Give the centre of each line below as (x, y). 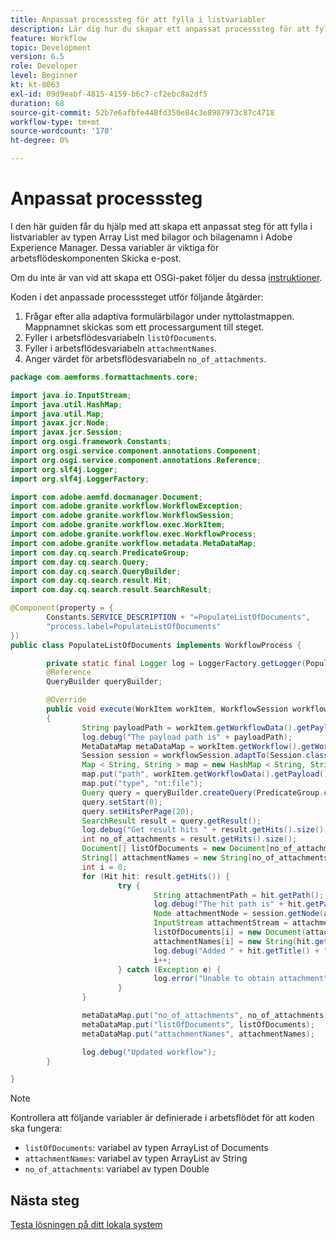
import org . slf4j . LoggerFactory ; (80, 479)
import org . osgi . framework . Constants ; (91, 442)
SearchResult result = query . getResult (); (171, 821)
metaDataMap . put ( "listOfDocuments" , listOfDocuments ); (198, 1024)
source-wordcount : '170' (62, 131)
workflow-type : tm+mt (55, 122)
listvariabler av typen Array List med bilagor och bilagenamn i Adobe (151, 237)
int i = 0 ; (104, 867)
